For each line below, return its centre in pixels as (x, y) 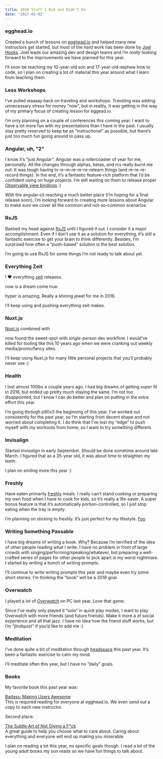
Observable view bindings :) (33, 185)
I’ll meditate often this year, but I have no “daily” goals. (60, 664)
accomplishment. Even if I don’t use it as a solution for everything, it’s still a (80, 234)
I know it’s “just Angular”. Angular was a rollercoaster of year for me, (73, 159)
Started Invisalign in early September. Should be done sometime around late (81, 450)
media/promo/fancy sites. (31, 349)
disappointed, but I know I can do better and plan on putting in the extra (77, 397)
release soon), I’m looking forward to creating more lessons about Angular (80, 200)
